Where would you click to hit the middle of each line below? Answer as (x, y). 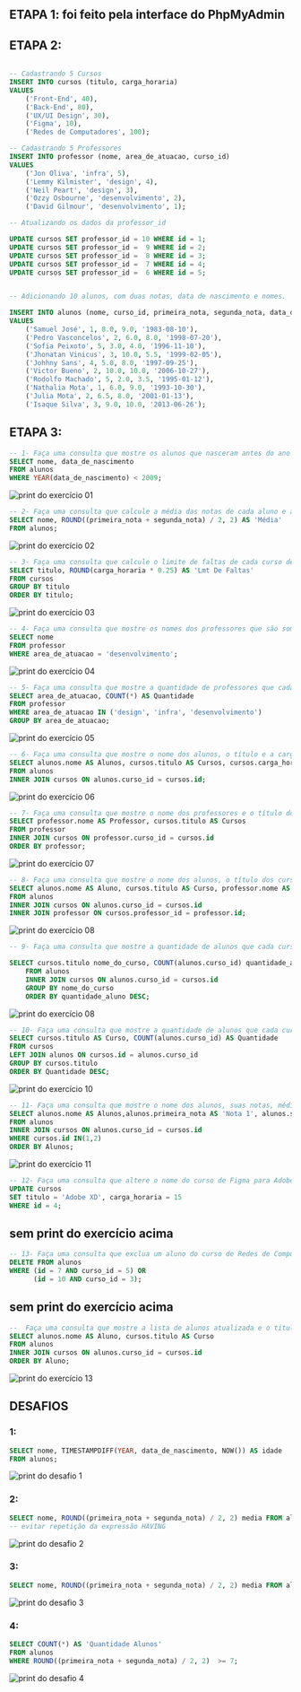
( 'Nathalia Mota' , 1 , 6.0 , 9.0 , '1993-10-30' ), (116, 388)
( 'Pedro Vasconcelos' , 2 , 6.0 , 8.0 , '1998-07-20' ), (124, 337)
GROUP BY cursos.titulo (54, 1064)
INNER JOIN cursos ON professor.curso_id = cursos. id (112, 838)
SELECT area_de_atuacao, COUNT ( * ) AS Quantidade (102, 696)
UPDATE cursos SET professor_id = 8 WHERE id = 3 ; (107, 256)
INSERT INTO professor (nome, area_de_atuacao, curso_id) (120, 157)
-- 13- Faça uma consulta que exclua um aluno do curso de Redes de (140, 1254)
